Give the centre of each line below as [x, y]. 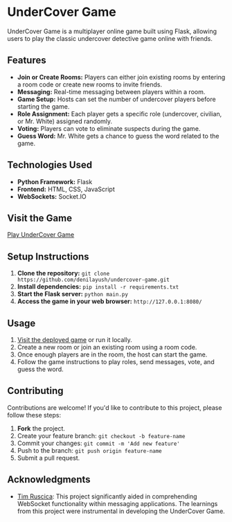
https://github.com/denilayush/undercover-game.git [93, 280]
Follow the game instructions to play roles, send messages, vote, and [116, 362]
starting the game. [43, 106]
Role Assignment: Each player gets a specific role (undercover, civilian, [119, 114]
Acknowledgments [49, 479]
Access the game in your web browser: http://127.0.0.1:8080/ [109, 301]
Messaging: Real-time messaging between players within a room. [111, 91]
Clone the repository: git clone [63, 273]
